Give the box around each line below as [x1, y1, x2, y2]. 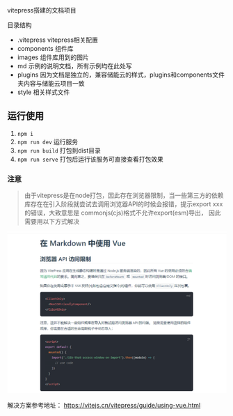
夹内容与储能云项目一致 [17, 79, 85, 87]
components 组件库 [17, 45, 74, 52]
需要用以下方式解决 [24, 217, 80, 226]
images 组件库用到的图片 [17, 53, 89, 61]
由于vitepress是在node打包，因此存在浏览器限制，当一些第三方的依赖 [24, 191, 224, 200]
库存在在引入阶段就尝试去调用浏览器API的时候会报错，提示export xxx [24, 200, 223, 208]
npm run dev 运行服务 [17, 137, 79, 146]
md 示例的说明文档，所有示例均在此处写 [17, 62, 132, 70]
